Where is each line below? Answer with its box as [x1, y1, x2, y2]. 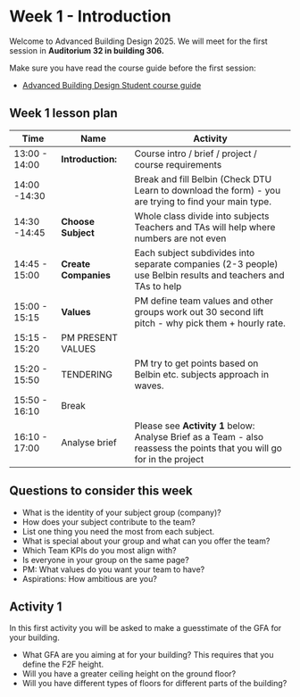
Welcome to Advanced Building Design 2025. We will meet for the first [9, 36, 268, 46]
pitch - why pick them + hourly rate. [134, 317, 286, 329]
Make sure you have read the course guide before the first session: [9, 62, 256, 73]
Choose [61, 215, 96, 228]
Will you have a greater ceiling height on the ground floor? [21, 668, 237, 679]
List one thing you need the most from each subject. [21, 526, 215, 536]
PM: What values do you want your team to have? [21, 564, 205, 575]
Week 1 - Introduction [9, 6, 171, 27]
